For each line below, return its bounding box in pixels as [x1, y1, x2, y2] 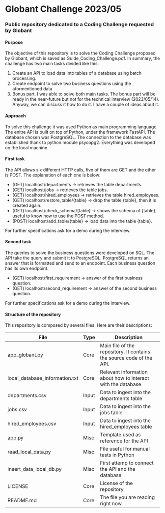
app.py [7, 434, 24, 441]
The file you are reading [100, 494, 155, 501]
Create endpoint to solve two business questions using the [12, 81, 131, 86]
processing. [12, 75, 37, 82]
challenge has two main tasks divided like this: [5, 60, 99, 67]
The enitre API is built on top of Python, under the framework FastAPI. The [5, 129, 156, 135]
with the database [100, 381, 141, 388]
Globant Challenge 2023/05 [5, 3, 122, 15]
